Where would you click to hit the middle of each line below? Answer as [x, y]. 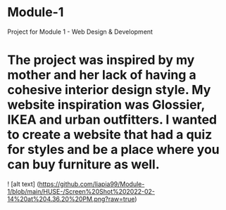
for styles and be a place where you [113, 150]
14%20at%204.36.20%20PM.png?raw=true [71, 199]
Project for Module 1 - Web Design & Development [80, 32]
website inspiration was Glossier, [106, 105]
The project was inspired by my [101, 60]
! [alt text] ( [23, 184]
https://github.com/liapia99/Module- [92, 184]
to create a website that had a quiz [110, 135]
